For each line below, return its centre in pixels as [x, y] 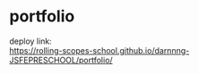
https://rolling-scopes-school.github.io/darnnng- [99, 50]
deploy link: [30, 41]
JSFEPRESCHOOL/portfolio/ [61, 60]
